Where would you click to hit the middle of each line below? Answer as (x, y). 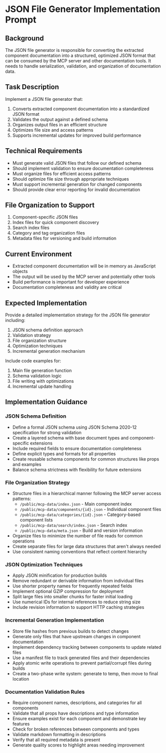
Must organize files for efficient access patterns (62, 174)
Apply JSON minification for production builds (60, 575)
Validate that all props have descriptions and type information (76, 713)
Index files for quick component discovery (56, 223)
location (21, 679)
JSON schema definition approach (48, 330)
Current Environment (39, 254)
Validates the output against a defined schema (60, 119)
